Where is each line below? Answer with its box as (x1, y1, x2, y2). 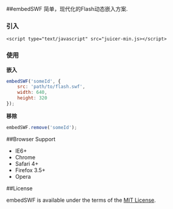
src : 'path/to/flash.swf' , (17, 84, 86, 90)
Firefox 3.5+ (15, 166, 46, 174)
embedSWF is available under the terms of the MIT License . (6, 196, 156, 204)
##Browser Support (6, 135, 56, 142)
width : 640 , (17, 90, 47, 96)
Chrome (15, 153, 36, 161)
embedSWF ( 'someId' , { (6, 78, 61, 84)
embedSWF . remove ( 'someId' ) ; (6, 124, 78, 130)
